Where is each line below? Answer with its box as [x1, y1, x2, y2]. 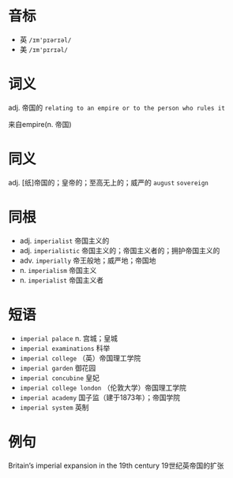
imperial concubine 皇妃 [19, 372, 100, 383]
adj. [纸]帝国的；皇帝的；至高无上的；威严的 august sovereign [8, 177, 209, 187]
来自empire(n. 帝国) [8, 119, 73, 129]
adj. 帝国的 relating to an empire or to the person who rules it [8, 103, 225, 112]
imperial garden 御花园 [19, 363, 96, 372]
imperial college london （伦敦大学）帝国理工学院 [19, 383, 187, 392]
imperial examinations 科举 [19, 343, 111, 353]
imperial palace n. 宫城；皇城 [19, 333, 118, 343]
